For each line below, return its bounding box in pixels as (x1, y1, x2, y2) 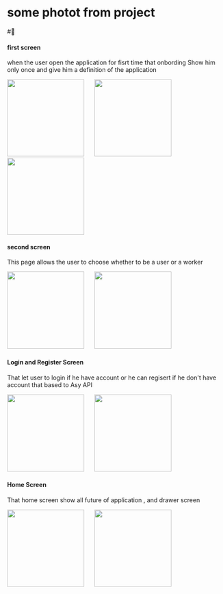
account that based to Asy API (7, 380, 93, 388)
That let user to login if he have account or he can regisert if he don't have (7, 373, 217, 382)
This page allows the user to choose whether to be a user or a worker (7, 258, 203, 267)
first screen (7, 43, 41, 51)
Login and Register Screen (7, 358, 84, 366)
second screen (7, 243, 51, 251)
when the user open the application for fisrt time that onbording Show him (7, 58, 215, 66)
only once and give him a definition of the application (7, 66, 157, 74)
